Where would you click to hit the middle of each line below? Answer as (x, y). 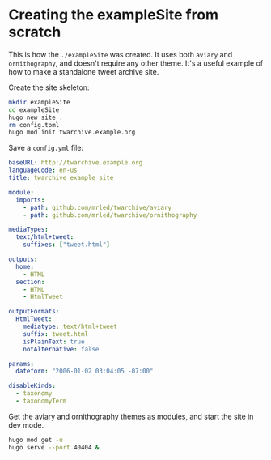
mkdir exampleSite (39, 102)
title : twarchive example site (61, 178)
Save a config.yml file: (46, 148)
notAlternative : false (61, 349)
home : (25, 266)
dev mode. (26, 425)
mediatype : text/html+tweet (70, 327)
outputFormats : (34, 312)
